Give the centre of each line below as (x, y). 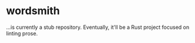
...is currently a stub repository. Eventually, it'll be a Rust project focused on (98, 27)
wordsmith (33, 11)
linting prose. (22, 33)
